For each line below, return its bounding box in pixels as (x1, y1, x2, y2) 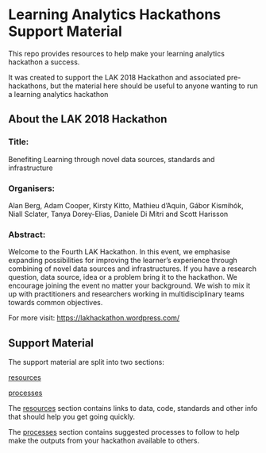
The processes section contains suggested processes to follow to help (8, 428, 240, 437)
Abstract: (8, 229, 46, 240)
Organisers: (8, 183, 56, 194)
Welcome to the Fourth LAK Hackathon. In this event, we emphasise (8, 247, 230, 257)
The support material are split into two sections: (8, 358, 164, 367)
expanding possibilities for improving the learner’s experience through (8, 256, 238, 265)
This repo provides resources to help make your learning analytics (8, 48, 225, 58)
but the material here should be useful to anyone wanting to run (50, 81, 258, 91)
